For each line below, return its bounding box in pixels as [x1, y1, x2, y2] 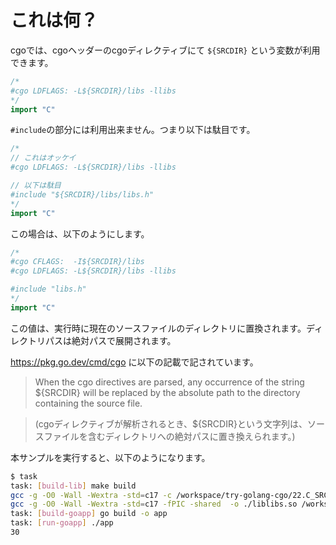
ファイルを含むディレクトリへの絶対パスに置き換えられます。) [43, 430, 296, 442]
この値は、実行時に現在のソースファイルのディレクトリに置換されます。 [10, 322, 307, 334]
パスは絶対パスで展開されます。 [44, 334, 177, 346]
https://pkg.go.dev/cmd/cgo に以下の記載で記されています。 [10, 356, 259, 368]
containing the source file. [34, 397, 143, 409]
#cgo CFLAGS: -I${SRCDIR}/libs [10, 257, 145, 267]
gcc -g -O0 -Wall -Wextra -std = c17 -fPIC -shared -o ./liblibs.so [10, 499, 298, 510]
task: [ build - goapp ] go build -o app [10, 509, 168, 519]
